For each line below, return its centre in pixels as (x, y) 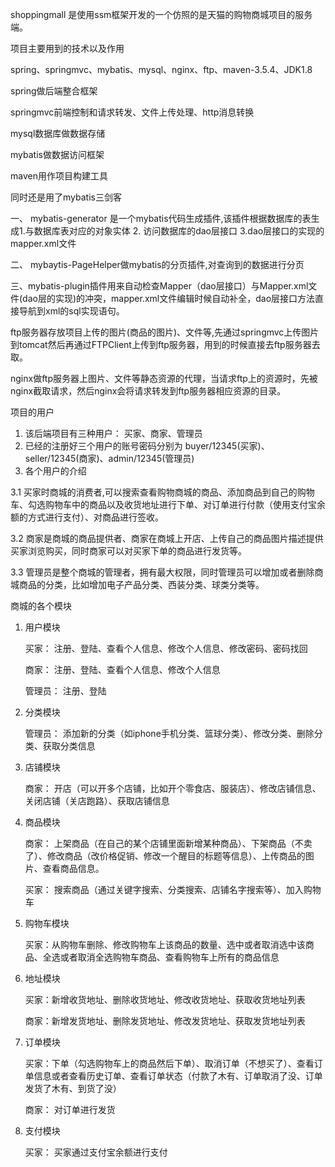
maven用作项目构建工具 (59, 176)
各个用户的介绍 (55, 471)
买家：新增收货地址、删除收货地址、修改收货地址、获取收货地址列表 (165, 999)
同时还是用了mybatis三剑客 (66, 197)
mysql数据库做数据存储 (58, 133)
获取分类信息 (69, 746)
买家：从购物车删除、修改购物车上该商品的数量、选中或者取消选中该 (165, 944)
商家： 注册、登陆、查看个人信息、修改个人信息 (122, 669)
